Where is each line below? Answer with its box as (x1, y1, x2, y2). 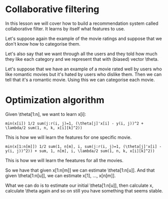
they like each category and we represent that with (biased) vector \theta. (5, 56, 159, 62)
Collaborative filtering (5, 4, 100, 15)
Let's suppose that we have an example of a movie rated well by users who (5, 66, 162, 72)
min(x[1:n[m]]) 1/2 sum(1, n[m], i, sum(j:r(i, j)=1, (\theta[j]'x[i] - (5, 144, 162, 149)
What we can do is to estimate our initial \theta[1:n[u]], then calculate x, (5, 182, 153, 188)
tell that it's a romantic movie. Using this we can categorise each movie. (5, 76, 155, 83)
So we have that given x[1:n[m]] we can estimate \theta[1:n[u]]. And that (5, 167, 155, 173)
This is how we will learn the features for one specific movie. (5, 134, 132, 140)
